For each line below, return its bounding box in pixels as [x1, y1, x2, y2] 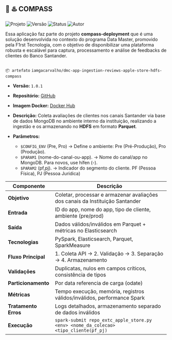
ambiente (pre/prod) [54, 212, 104, 219]
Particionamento [8, 279, 50, 286]
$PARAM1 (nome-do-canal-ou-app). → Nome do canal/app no [20, 154, 147, 160]
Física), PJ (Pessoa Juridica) [20, 170, 81, 176]
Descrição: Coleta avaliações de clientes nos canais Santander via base [12, 112, 165, 118]
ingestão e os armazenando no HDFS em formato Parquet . [12, 123, 137, 130]
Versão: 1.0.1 [12, 82, 43, 89]
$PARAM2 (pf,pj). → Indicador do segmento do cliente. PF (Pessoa [20, 165, 156, 171]
